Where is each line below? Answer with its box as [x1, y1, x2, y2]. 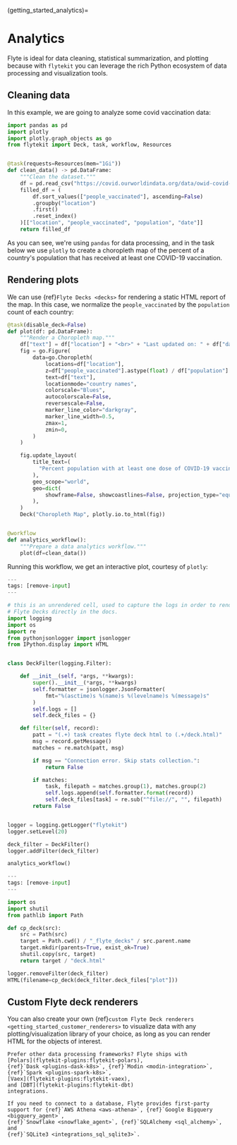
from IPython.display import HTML [7, 641, 109, 648]
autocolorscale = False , [44, 393, 112, 400]
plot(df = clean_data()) [20, 549, 87, 556]
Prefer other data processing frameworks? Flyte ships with [7, 1051, 188, 1058]
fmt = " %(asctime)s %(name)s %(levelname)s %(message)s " [44, 692, 210, 699]
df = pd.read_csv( [20, 180, 74, 187]
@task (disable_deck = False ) [7, 321, 87, 329]
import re [7, 627, 37, 635]
